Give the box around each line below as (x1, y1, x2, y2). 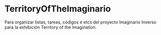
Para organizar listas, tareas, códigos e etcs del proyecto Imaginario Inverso (4, 19, 157, 25)
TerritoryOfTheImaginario (4, 3, 111, 14)
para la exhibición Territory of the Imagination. (4, 24, 97, 30)
